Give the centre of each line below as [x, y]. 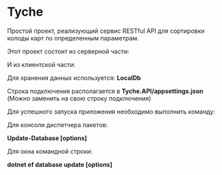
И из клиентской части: [41, 64]
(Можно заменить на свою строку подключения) [79, 98]
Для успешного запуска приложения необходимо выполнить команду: [111, 111]
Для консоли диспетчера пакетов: [58, 124]
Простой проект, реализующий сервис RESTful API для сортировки [106, 31]
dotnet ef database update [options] [60, 164]
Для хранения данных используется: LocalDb [74, 78]
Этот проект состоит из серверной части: [68, 51]
